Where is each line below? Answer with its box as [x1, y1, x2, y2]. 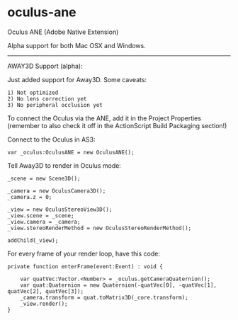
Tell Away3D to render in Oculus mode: [7, 161, 122, 170]
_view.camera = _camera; [7, 218, 81, 225]
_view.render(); [20, 300, 69, 307]
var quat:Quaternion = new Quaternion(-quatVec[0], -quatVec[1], [20, 281, 217, 289]
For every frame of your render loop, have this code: [7, 249, 161, 258]
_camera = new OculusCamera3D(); [7, 187, 106, 195]
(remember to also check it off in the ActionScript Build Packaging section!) [7, 121, 227, 130]
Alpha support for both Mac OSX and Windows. [7, 41, 147, 50]
